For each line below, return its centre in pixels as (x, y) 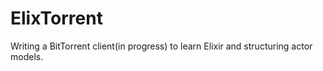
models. (27, 56)
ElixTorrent (56, 18)
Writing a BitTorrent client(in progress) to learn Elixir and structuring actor (161, 46)
